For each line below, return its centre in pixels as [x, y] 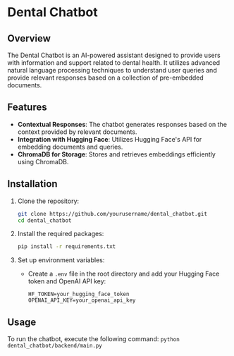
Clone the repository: [48, 201]
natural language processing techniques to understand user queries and [112, 70]
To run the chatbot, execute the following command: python [93, 339]
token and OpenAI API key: [67, 281]
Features [27, 108]
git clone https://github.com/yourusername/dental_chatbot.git [112, 214]
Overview [29, 38]
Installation [32, 184]
